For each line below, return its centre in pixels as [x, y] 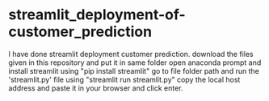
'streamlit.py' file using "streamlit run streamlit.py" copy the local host [124, 79]
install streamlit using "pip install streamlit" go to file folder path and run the [134, 71]
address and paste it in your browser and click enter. [96, 88]
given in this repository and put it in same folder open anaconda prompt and [135, 63]
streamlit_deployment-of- [97, 15]
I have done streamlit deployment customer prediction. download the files [131, 54]
